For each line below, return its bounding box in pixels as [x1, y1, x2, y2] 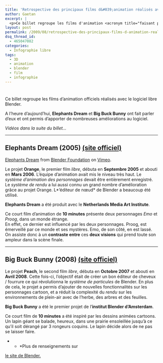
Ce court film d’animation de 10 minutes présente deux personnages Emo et [5, 211, 158, 217]
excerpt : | [5, 16, 27, 21]
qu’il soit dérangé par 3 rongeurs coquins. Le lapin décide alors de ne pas [5, 323, 153, 329]
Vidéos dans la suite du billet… [5, 125, 66, 131]
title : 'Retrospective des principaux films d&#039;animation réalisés [5, 7, 153, 12]
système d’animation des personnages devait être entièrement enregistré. [5, 176, 153, 182]
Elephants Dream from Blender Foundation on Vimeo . [5, 157, 112, 163]
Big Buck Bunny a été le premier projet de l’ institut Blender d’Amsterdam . [5, 304, 154, 309]
